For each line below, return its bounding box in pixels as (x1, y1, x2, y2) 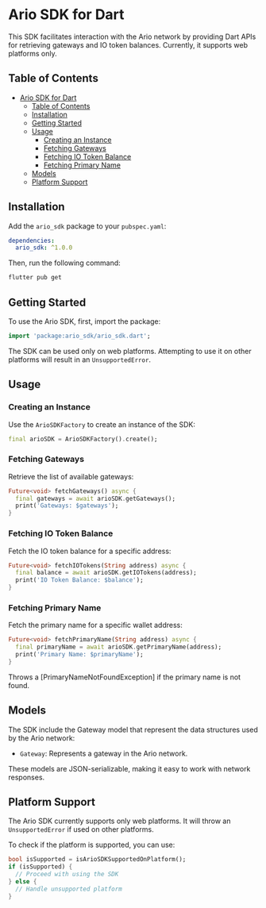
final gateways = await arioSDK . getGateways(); (15, 494, 176, 502)
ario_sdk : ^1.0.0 (15, 244, 73, 252)
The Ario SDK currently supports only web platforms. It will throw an (8, 816, 231, 826)
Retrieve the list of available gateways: (8, 471, 134, 481)
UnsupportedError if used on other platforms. (8, 825, 154, 834)
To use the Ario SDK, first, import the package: (8, 317, 161, 326)
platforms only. (8, 48, 57, 58)
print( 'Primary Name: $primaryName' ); (15, 651, 145, 659)
